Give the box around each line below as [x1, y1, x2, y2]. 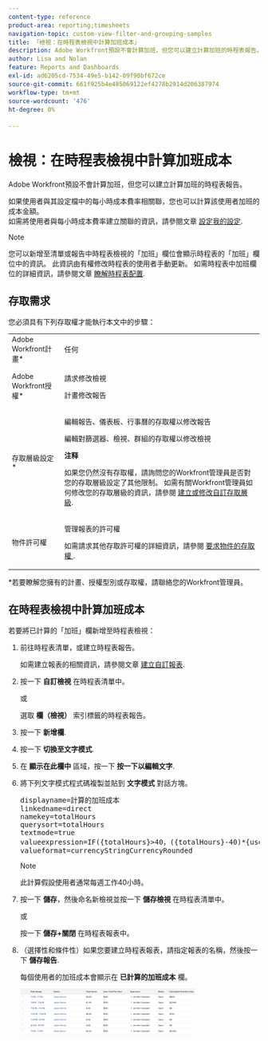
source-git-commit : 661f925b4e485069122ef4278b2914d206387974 [8, 80, 219, 88]
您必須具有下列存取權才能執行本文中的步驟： [8, 317, 156, 326]
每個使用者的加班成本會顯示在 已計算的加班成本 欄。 [19, 972, 192, 981]
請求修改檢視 [64, 373, 107, 383]
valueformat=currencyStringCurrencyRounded [19, 846, 193, 855]
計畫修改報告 [64, 390, 107, 400]
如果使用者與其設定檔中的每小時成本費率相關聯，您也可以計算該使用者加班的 [8, 196, 260, 207]
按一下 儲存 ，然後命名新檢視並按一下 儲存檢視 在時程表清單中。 [19, 894, 229, 904]
